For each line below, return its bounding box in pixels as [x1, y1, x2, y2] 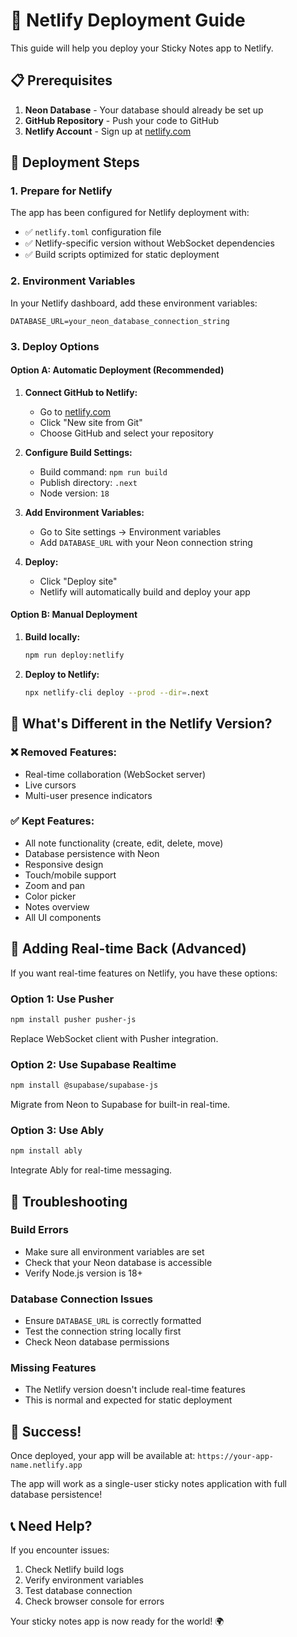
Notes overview [24, 900, 90, 913]
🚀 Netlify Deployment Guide [10, 9, 246, 32]
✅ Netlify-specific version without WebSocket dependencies [24, 237, 275, 249]
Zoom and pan [24, 879, 86, 891]
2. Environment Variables [10, 274, 136, 288]
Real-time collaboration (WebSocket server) [24, 768, 207, 780]
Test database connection [24, 1585, 133, 1597]
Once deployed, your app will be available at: [10, 1450, 196, 1462]
